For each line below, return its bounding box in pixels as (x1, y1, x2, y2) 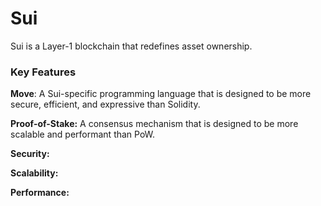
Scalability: (10, 167, 59, 179)
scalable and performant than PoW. (10, 128, 156, 141)
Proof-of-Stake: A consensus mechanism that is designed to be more (10, 118, 299, 130)
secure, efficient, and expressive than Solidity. (10, 98, 201, 111)
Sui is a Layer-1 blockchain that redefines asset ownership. (10, 40, 253, 52)
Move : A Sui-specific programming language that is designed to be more (10, 88, 312, 100)
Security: (10, 148, 50, 160)
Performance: (10, 187, 70, 199)
